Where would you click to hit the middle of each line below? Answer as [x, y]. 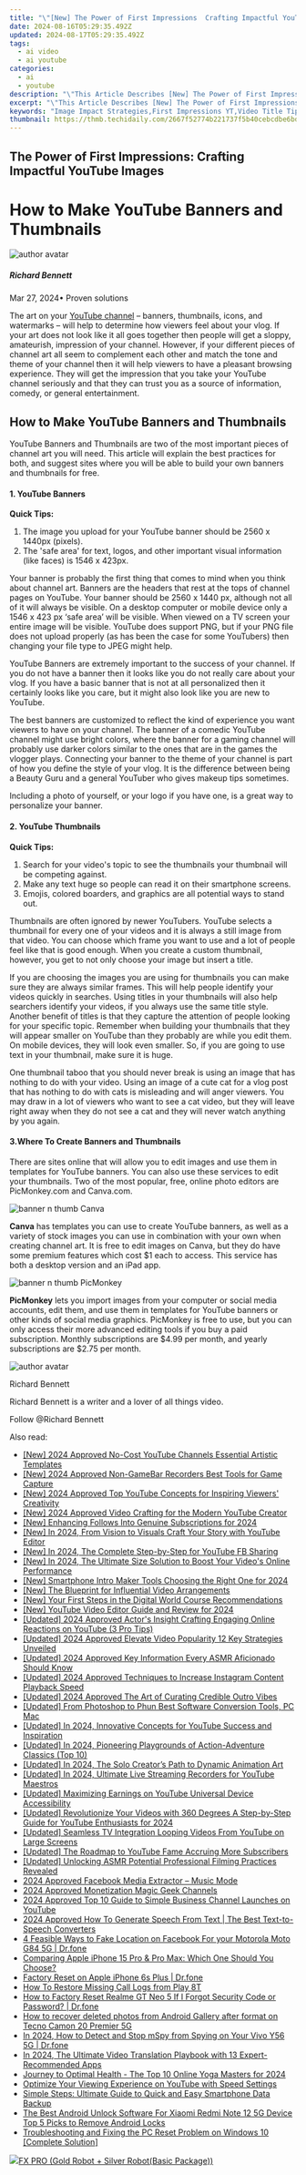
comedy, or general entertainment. [74, 394]
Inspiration [42, 1735]
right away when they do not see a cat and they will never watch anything [148, 1111]
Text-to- [278, 1919]
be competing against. [65, 874]
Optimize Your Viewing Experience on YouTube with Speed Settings [150, 2084]
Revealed [40, 1871]
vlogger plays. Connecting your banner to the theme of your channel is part [151, 759]
